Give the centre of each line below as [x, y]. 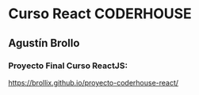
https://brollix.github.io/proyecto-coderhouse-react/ [94, 82]
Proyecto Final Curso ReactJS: [68, 66]
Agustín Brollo [44, 43]
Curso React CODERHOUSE [100, 14]
